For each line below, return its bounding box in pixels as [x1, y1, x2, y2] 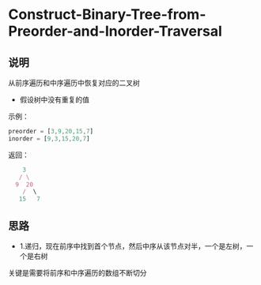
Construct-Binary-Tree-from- [8, 6, 206, 24]
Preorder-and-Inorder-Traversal [8, 22, 223, 40]
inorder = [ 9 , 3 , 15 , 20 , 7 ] [8, 134, 90, 143]
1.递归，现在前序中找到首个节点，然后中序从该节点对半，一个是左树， [19, 241, 247, 250]
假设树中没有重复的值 [19, 95, 89, 104]
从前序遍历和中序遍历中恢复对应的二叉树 [8, 78, 140, 88]
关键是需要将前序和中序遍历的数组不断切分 [8, 268, 147, 277]
